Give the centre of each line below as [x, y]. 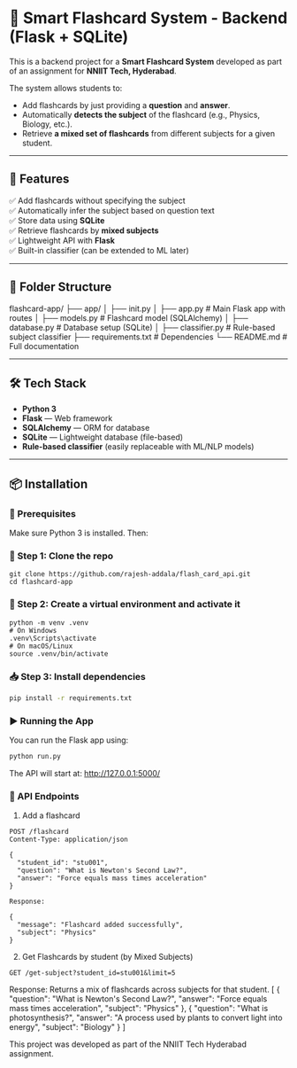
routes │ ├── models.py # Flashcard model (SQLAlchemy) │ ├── [129, 317]
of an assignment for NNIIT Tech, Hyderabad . [93, 71]
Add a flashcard [51, 815]
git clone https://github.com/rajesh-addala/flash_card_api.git [130, 574]
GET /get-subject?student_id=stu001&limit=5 [92, 973]
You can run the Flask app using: [69, 740]
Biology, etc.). [47, 124]
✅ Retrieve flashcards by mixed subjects [84, 230]
